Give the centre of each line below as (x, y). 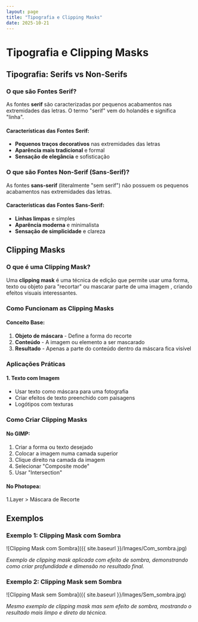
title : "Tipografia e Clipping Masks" (54, 17)
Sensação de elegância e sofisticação (62, 157)
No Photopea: (24, 486)
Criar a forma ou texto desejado (54, 447)
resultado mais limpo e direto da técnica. (57, 612)
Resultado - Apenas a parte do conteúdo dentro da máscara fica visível (103, 348)
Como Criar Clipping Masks (47, 419)
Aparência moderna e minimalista (57, 225)
